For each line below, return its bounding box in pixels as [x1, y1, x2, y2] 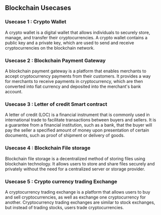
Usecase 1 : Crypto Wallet [5, 18, 67, 25]
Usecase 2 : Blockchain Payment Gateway [5, 57, 106, 64]
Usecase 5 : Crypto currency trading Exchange [5, 178, 117, 185]
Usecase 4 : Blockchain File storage [5, 145, 91, 151]
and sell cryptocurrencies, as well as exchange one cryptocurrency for [5, 194, 146, 200]
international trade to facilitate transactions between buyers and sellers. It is [5, 117, 156, 123]
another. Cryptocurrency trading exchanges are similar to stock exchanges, [5, 199, 156, 205]
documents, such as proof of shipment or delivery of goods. [5, 132, 125, 138]
